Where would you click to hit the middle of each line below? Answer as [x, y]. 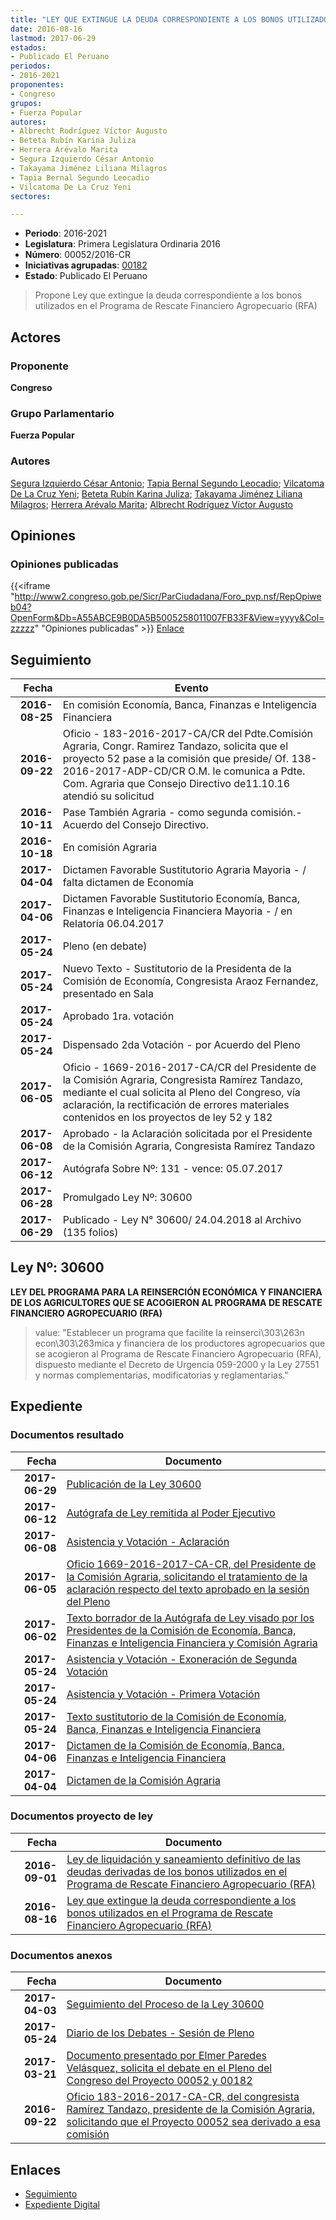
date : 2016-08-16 [46, 29]
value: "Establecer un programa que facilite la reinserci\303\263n [169, 1332]
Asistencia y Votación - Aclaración [148, 1541]
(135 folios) [90, 1233]
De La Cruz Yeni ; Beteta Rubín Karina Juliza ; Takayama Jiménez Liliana [156, 493]
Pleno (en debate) [105, 946]
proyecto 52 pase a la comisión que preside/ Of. [176, 759]
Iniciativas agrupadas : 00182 [86, 265]
